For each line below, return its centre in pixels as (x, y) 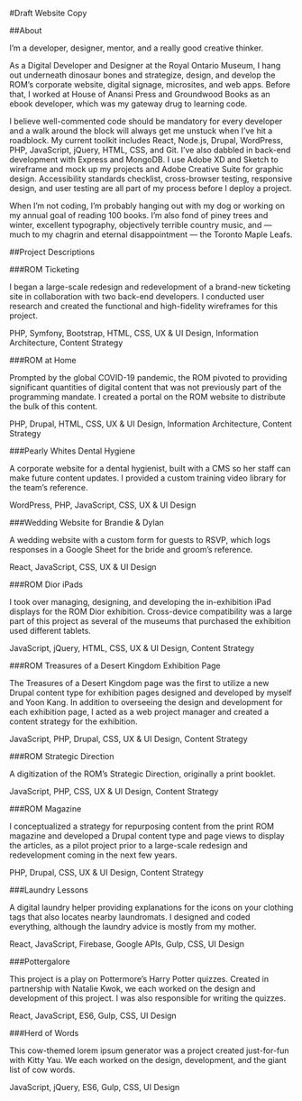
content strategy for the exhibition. (73, 721)
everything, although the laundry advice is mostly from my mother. (133, 927)
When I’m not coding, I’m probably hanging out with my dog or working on (147, 206)
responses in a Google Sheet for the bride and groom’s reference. (131, 550)
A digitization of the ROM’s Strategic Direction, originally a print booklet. (143, 774)
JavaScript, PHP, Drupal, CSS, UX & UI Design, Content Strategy (128, 739)
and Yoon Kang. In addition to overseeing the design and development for (146, 702)
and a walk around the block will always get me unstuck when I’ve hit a (141, 131)
